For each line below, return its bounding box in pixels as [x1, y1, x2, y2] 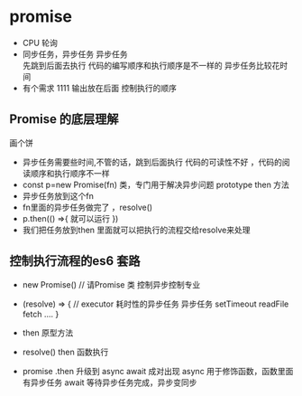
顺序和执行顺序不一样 [30, 167, 110, 178]
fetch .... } [22, 308, 59, 319]
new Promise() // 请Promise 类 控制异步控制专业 [22, 278, 201, 290]
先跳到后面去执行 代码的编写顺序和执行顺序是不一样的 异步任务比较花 [22, 60, 280, 71]
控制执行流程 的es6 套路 [9, 253, 141, 269]
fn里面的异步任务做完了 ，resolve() [22, 202, 153, 212]
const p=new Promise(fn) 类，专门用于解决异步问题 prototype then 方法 [22, 179, 290, 190]
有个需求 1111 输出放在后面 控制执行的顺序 [22, 82, 178, 93]
